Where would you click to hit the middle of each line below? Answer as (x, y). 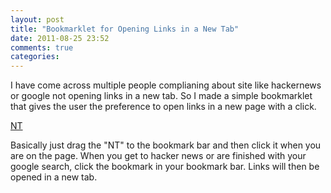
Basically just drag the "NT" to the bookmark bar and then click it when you (166, 145)
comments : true (42, 47)
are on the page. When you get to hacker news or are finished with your (158, 156)
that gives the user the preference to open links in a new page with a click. (163, 107)
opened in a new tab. (54, 177)
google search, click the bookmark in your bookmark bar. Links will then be (165, 167)
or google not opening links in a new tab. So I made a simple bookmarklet (161, 96)
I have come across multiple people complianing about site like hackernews (166, 85)
